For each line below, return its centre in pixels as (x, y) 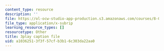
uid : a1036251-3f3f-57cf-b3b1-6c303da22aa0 (50, 41)
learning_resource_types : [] (35, 28)
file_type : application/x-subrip (39, 23)
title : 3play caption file (32, 37)
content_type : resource (29, 9)
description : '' (21, 14)
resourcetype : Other (26, 32)
